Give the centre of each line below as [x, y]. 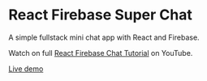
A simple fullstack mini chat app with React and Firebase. [104, 37]
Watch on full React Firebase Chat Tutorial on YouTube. [101, 53]
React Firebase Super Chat [100, 15]
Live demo [26, 68]
